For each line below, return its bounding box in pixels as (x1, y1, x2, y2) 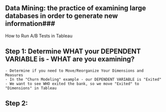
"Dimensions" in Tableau (5, 86, 57, 91)
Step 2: (5, 99, 28, 108)
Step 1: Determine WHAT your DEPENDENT (5, 47, 141, 56)
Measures (5, 72, 23, 78)
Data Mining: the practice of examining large (5, 4, 146, 12)
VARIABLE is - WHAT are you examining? (5, 55, 135, 64)
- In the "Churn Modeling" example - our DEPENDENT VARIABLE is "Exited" (5, 77, 162, 82)
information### (5, 19, 55, 28)
